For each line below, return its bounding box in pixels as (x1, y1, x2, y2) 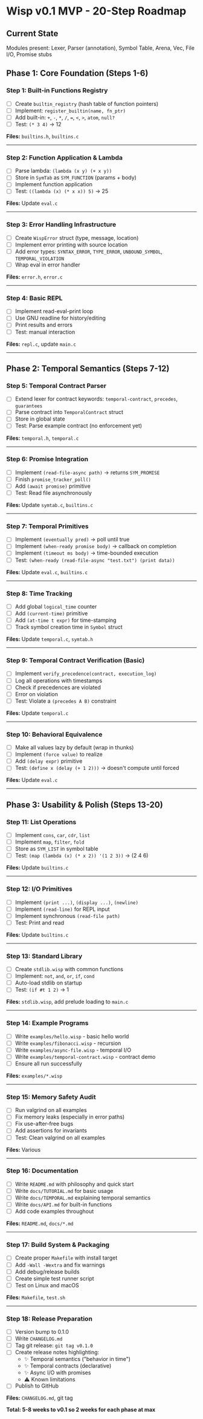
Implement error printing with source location (14, 241, 128, 248)
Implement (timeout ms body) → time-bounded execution (14, 549, 158, 557)
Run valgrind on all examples (14, 1107, 87, 1114)
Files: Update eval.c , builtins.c (6, 568, 88, 575)
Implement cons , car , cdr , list (14, 832, 91, 838)
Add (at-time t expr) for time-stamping (14, 616, 117, 624)
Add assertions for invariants (14, 1127, 88, 1134)
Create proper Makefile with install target (14, 1254, 118, 1261)
